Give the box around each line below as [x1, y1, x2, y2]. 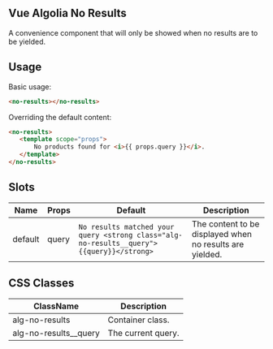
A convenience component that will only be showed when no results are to [8, 28, 258, 37]
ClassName [33, 300, 80, 312]
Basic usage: [8, 81, 52, 92]
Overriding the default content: [8, 112, 112, 122]
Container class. [107, 314, 170, 325]
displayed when [192, 228, 252, 239]
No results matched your [78, 222, 175, 231]
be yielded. [8, 37, 46, 46]
